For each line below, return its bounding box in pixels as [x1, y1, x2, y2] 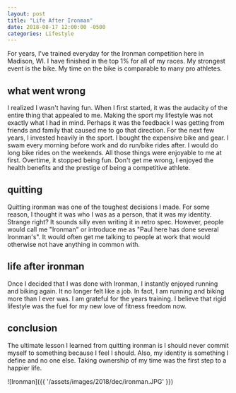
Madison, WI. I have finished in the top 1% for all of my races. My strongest [7, 57, 226, 66]
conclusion [7, 322, 58, 334]
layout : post [7, 10, 46, 18]
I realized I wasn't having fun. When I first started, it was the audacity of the [7, 104, 228, 112]
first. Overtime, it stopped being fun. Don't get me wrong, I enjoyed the [7, 156, 214, 164]
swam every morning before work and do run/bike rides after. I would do [7, 141, 218, 150]
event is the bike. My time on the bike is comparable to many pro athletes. [7, 64, 223, 73]
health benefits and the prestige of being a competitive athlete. [7, 164, 191, 172]
